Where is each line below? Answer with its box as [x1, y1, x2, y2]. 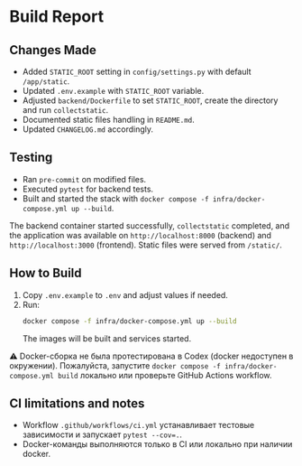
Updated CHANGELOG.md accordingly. [22, 124, 154, 135]
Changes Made [9, 42, 96, 58]
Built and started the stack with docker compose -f [22, 192, 209, 204]
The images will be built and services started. [22, 332, 192, 344]
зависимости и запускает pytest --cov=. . [22, 429, 183, 440]
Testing [9, 150, 53, 165]
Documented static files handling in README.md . [22, 115, 196, 125]
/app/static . [22, 76, 70, 87]
